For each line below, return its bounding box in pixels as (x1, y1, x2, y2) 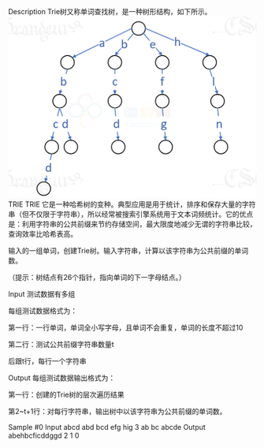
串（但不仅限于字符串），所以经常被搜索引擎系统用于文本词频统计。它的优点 (8, 210, 254, 219)
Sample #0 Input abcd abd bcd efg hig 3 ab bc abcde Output (8, 423, 206, 432)
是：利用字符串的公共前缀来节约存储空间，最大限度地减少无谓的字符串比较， (8, 219, 257, 229)
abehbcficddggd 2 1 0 (8, 431, 80, 440)
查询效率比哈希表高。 (8, 230, 77, 239)
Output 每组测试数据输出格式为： (8, 373, 116, 383)
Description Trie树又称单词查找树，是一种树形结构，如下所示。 (8, 7, 212, 16)
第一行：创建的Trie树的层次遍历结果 (8, 390, 125, 400)
